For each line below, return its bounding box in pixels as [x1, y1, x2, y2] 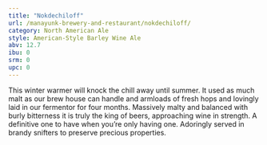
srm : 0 [8, 57, 30, 65]
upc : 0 [8, 64, 30, 72]
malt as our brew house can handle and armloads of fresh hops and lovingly [8, 93, 259, 104]
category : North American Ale [8, 26, 110, 34]
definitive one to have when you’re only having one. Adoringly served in [8, 119, 245, 128]
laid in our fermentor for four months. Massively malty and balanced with [8, 102, 249, 112]
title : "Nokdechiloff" [8, 11, 84, 20]
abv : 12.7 [8, 41, 42, 49]
